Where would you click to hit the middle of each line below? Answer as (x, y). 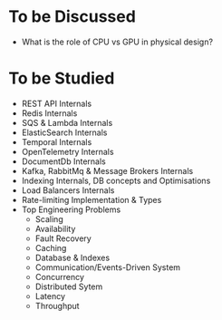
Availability (55, 228)
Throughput (57, 305)
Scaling (49, 218)
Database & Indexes (72, 257)
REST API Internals (57, 103)
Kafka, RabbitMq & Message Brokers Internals (107, 170)
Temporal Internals (57, 141)
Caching (51, 247)
